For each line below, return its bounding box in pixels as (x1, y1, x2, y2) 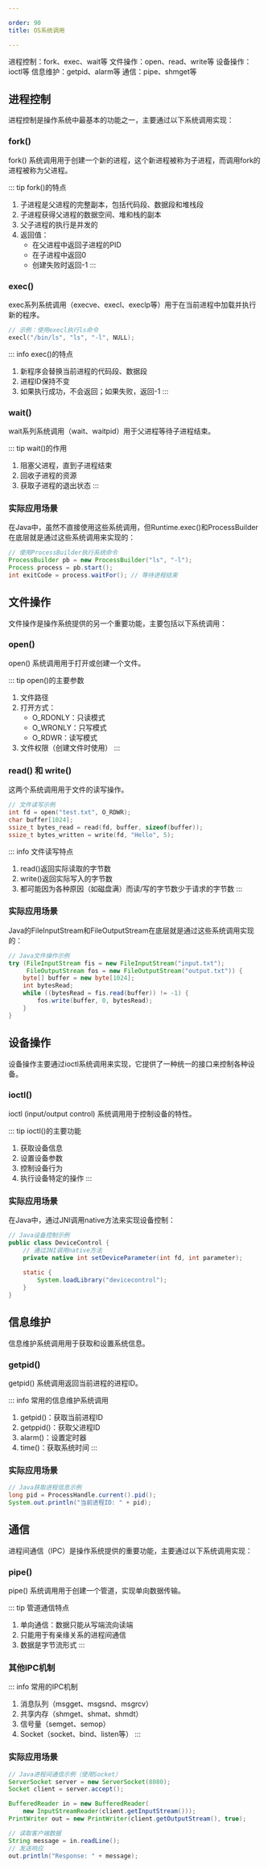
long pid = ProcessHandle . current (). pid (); (8, 1491, 157, 1499)
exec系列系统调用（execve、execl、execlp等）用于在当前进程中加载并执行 (8, 300, 257, 309)
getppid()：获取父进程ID (19, 1423, 101, 1432)
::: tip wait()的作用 (8, 443, 68, 453)
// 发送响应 (8, 1844, 44, 1853)
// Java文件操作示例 (8, 951, 70, 959)
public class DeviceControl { (8, 1238, 110, 1247)
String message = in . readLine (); (8, 1837, 121, 1845)
